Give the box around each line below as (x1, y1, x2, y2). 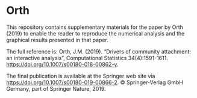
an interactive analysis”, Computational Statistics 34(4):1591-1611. (6, 54, 169, 61)
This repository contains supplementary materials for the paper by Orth (6, 23, 184, 31)
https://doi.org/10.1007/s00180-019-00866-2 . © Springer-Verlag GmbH (6, 79, 184, 86)
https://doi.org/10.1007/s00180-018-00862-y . (6, 61, 119, 68)
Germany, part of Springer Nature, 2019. (6, 85, 107, 92)
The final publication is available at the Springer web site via (6, 72, 155, 79)
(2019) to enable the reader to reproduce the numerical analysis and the (6, 29, 185, 37)
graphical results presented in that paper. (6, 36, 108, 43)
